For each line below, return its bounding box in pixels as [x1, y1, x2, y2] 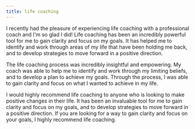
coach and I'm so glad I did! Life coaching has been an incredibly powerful [6, 30, 186, 38]
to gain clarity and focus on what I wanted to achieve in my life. [6, 80, 159, 87]
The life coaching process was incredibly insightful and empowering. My [6, 61, 182, 68]
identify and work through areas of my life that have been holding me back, [6, 43, 187, 50]
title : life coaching [6, 8, 59, 15]
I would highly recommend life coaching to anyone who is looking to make [6, 91, 185, 98]
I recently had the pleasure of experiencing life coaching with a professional [6, 25, 189, 32]
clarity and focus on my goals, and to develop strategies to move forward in [6, 103, 189, 110]
